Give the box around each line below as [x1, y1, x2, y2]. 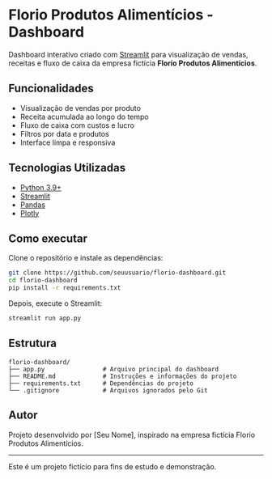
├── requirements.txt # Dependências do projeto [8, 379, 194, 388]
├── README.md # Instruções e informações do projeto [8, 372, 237, 380]
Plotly [19, 208, 40, 218]
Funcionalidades [8, 82, 95, 95]
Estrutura [8, 337, 57, 350]
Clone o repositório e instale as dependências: [8, 253, 164, 263]
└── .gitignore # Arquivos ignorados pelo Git [8, 386, 208, 394]
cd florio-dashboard [8, 277, 79, 285]
